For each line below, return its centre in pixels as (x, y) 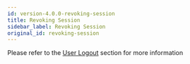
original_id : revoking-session (53, 33)
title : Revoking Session (44, 20)
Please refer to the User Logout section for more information (95, 53)
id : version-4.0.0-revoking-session (61, 14)
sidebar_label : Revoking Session (57, 26)
